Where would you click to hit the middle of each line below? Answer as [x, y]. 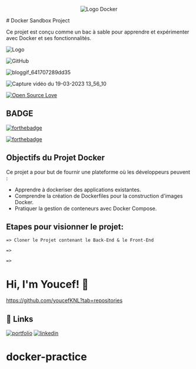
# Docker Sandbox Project [38, 20]
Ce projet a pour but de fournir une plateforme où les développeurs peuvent [98, 172]
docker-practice [46, 357]
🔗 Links [20, 319]
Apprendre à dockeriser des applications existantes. [78, 190]
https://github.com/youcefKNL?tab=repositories [64, 301]
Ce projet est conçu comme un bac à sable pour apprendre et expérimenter [98, 32]
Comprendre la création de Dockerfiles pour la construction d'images [99, 196]
